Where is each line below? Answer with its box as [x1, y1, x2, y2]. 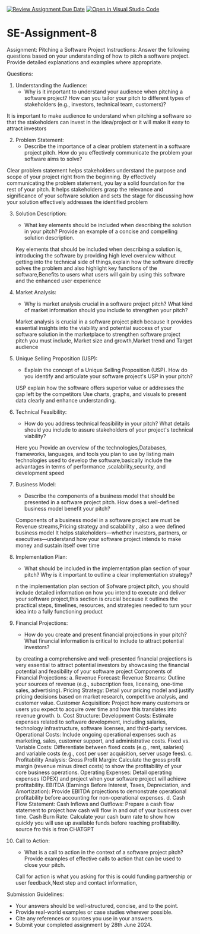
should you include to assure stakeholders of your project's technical [24, 426, 193, 433]
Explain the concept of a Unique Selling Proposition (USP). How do [24, 366, 188, 373]
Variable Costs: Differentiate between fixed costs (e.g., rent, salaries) [15, 743, 185, 750]
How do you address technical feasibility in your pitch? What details [24, 420, 191, 427]
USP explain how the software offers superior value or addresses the [15, 384, 185, 391]
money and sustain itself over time [15, 542, 100, 549]
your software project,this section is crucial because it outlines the [15, 595, 178, 602]
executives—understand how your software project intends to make [15, 535, 182, 542]
